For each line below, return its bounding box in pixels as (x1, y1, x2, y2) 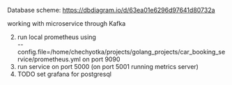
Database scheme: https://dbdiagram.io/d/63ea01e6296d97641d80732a (7, 6, 215, 14)
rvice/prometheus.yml (17, 55, 82, 63)
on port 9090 (82, 55, 121, 63)
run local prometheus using (17, 33, 96, 41)
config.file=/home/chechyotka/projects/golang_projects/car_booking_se (17, 48, 226, 56)
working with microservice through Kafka (7, 20, 126, 27)
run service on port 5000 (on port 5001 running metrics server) (17, 63, 199, 70)
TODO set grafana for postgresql (17, 70, 111, 78)
